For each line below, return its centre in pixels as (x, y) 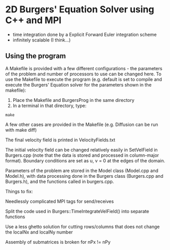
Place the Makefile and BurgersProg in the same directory (74, 100)
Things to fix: (19, 191)
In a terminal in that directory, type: (50, 106)
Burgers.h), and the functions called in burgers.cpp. (60, 181)
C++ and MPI (33, 20)
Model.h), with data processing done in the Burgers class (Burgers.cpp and (84, 176)
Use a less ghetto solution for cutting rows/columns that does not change (82, 226)
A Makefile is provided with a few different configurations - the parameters (84, 68)
